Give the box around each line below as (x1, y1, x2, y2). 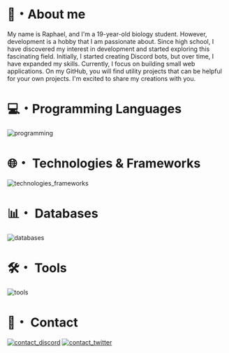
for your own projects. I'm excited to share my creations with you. (7, 74, 196, 82)
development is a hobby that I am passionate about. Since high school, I (7, 37, 214, 45)
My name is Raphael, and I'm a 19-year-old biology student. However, (7, 29, 207, 38)
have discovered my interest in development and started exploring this (7, 45, 210, 53)
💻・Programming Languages (7, 101, 182, 117)
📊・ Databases (7, 206, 99, 221)
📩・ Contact (7, 315, 78, 330)
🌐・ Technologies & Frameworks (7, 156, 201, 172)
